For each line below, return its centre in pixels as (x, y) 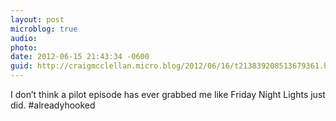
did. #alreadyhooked (53, 105)
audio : (24, 38)
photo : (24, 47)
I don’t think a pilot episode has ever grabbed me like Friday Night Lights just (168, 94)
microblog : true (44, 29)
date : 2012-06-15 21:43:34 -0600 (80, 57)
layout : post (37, 19)
